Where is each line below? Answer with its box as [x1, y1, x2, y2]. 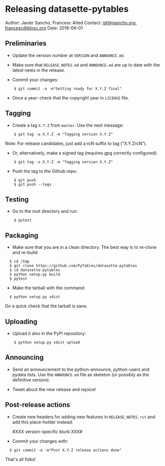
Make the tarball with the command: [12, 285, 85, 291]
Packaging [5, 231, 38, 239]
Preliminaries [5, 39, 47, 48]
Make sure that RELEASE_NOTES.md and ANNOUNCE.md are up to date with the [12, 62, 160, 67]
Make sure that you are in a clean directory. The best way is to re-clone [12, 244, 157, 250]
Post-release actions [5, 400, 70, 409]
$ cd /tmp [9, 259, 29, 264]
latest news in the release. [12, 67, 65, 73]
